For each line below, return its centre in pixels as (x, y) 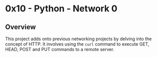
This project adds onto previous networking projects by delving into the (78, 39)
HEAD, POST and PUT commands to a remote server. (60, 49)
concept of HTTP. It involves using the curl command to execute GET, (77, 44)
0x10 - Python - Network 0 (61, 9)
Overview (21, 27)
